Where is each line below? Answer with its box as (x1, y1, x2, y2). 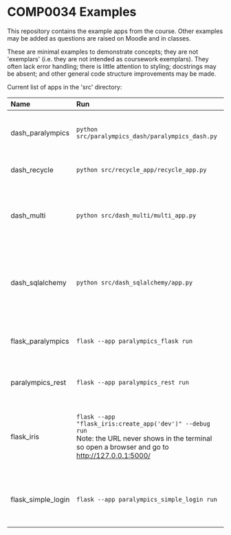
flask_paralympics (10, 336, 70, 346)
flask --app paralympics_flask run (76, 337, 193, 345)
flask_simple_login (10, 494, 70, 504)
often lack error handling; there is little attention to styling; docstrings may (7, 62, 217, 70)
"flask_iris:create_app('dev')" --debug (76, 419, 211, 428)
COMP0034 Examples (7, 4, 137, 20)
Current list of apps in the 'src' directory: (7, 83, 122, 91)
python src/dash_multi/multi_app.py (76, 211, 197, 219)
